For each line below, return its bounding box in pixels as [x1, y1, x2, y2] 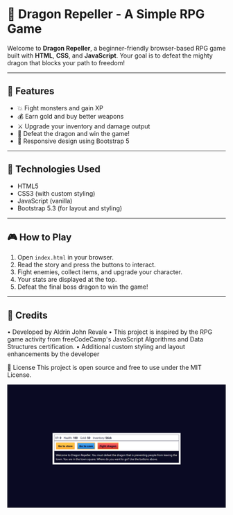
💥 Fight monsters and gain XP [17, 103, 104, 112]
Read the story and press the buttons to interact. [17, 260, 156, 269]
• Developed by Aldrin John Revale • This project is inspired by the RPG [7, 328, 213, 336]
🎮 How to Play [7, 231, 72, 243]
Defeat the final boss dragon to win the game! [17, 282, 148, 291]
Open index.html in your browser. [17, 253, 114, 262]
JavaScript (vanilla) [17, 196, 73, 205]
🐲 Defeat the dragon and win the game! [17, 129, 130, 137]
